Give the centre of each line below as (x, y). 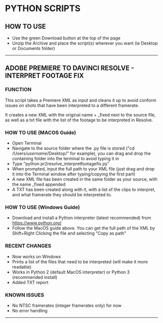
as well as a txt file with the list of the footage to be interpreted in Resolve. (79, 120)
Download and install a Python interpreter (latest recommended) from (81, 218)
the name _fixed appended (39, 184)
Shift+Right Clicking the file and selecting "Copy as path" (69, 233)
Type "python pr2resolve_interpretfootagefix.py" (61, 164)
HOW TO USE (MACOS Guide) (41, 133)
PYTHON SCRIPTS (43, 8)
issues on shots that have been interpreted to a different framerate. (72, 105)
